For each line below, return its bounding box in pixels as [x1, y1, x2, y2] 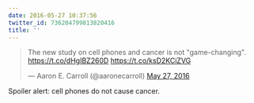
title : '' [8, 26, 41, 34]
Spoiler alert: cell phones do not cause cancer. [8, 86, 161, 96]
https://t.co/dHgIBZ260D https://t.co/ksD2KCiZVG [27, 56, 191, 65]
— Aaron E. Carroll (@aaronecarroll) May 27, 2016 [27, 72, 190, 81]
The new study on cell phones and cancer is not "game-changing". [27, 48, 247, 57]
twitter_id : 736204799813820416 [8, 19, 115, 27]
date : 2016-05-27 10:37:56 [8, 11, 97, 20]
